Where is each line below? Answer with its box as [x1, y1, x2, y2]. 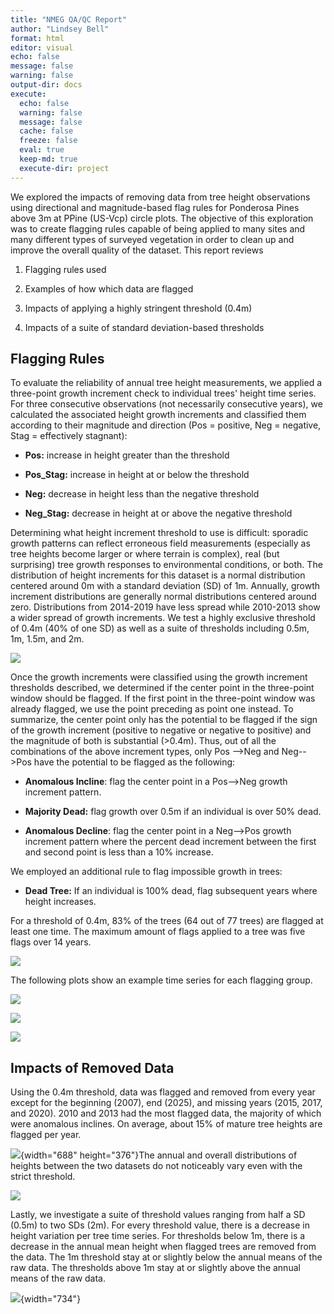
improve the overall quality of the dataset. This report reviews [10, 244, 264, 256]
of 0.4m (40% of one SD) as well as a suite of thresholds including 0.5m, [10, 622, 310, 635]
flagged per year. [10, 1129, 82, 1141]
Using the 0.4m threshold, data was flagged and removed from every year [10, 1086, 316, 1098]
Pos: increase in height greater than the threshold [24, 449, 230, 461]
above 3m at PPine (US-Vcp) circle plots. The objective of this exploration [10, 212, 314, 224]
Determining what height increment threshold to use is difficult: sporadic [10, 527, 309, 539]
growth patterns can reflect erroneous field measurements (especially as [10, 537, 311, 550]
